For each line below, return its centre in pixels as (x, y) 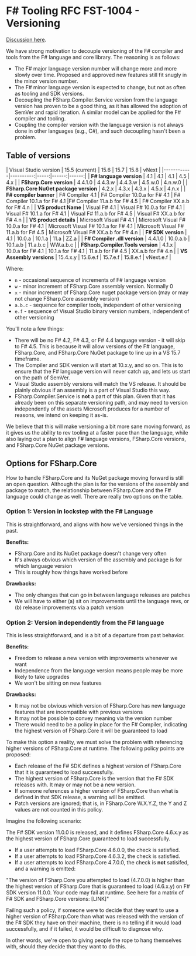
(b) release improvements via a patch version (69, 607)
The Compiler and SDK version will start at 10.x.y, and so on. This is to (99, 365)
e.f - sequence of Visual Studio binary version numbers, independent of (102, 311)
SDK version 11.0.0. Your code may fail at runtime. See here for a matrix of (95, 893)
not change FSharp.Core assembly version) (67, 298)
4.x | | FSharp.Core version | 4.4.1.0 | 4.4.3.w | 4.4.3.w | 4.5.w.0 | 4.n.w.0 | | (97, 182)
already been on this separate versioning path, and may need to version (101, 402)
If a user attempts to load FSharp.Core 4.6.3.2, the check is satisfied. (97, 856)
